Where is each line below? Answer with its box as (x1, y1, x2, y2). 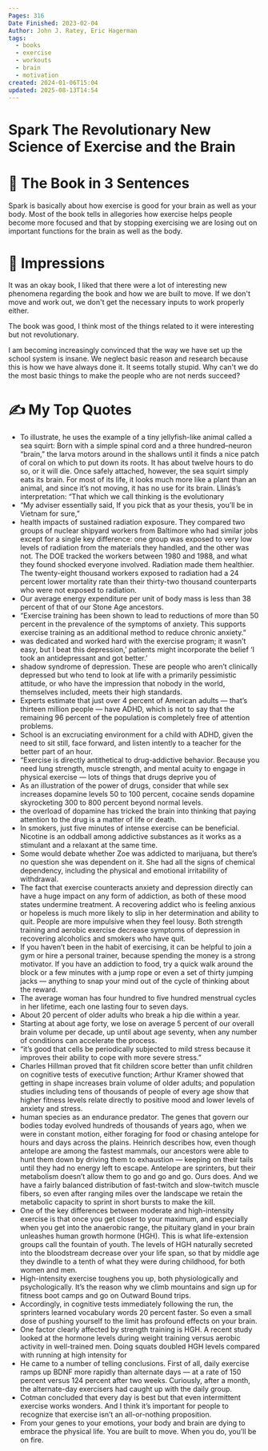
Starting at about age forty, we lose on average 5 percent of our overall (19, 1019, 254, 1029)
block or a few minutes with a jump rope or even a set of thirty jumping (19, 968, 254, 977)
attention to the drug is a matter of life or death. (19, 815, 177, 825)
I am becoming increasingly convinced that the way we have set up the (8, 346, 242, 355)
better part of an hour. (19, 747, 94, 757)
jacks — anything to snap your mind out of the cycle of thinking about (19, 977, 250, 986)
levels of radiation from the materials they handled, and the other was (19, 543, 250, 553)
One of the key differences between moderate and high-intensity (19, 1205, 234, 1216)
